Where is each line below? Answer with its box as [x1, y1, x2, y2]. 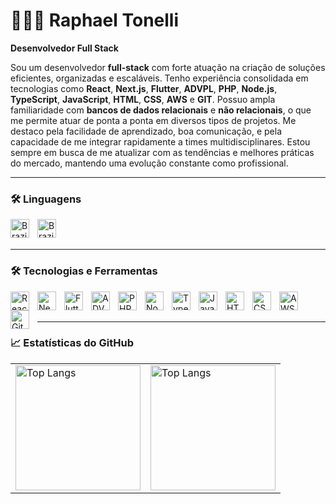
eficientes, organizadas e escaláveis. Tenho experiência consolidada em [10, 72, 309, 84]
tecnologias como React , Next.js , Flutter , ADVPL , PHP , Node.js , [10, 82, 278, 94]
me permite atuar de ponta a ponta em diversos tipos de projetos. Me [10, 114, 297, 126]
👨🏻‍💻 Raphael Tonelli [10, 9, 180, 32]
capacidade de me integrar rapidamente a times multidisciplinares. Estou [10, 135, 311, 148]
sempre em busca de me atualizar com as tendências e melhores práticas [10, 146, 315, 158]
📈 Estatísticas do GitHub [10, 336, 134, 350]
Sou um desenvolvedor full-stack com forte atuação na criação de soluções [10, 61, 326, 73]
